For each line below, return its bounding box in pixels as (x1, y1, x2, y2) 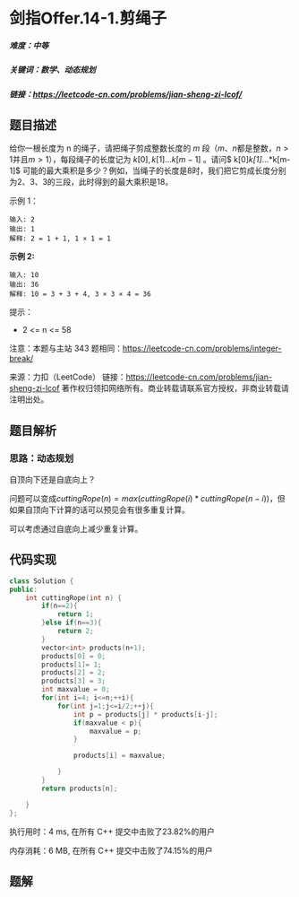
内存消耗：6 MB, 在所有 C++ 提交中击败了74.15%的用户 (9, 845, 213, 856)
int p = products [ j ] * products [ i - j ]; (73, 710, 218, 718)
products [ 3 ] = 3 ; (41, 676, 106, 686)
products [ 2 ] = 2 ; (41, 668, 106, 677)
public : (9, 585, 38, 594)
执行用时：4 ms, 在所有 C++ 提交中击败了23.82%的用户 (9, 826, 215, 837)
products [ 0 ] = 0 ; (41, 651, 106, 660)
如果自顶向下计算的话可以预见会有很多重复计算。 (9, 504, 190, 516)
